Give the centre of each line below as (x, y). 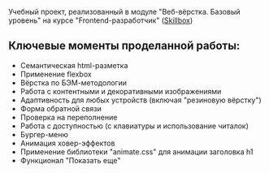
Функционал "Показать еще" (70, 160)
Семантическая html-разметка (74, 65)
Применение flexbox (56, 74)
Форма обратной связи (61, 108)
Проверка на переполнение (69, 117)
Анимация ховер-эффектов (67, 143)
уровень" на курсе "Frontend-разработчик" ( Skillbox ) (101, 20)
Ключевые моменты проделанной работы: (124, 46)
